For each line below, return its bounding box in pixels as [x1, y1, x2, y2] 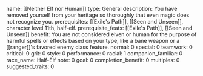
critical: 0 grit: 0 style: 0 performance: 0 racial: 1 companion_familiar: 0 [6, 50, 183, 57]
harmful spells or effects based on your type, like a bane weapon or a [6, 37, 180, 44]
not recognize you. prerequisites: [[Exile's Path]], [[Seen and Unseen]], [6, 18, 184, 25]
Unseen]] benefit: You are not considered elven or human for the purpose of [6, 31, 197, 38]
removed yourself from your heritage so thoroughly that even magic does [6, 11, 190, 19]
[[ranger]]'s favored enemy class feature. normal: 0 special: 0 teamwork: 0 [6, 43, 193, 51]
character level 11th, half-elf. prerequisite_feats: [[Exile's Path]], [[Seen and [6, 24, 193, 31]
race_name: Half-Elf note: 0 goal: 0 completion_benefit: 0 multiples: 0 [6, 57, 180, 63]
